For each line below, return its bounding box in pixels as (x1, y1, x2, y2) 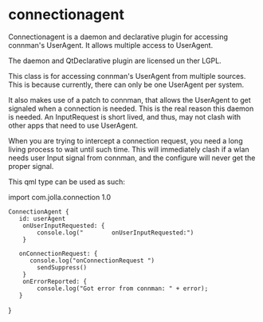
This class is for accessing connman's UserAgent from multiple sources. (8, 71, 246, 80)
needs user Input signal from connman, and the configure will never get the (8, 153, 256, 163)
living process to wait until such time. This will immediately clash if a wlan (8, 144, 249, 154)
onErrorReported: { (22, 277, 88, 285)
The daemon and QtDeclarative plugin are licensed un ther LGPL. (8, 56, 222, 65)
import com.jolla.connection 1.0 (8, 192, 112, 202)
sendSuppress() (37, 263, 88, 272)
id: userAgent (18, 214, 66, 222)
